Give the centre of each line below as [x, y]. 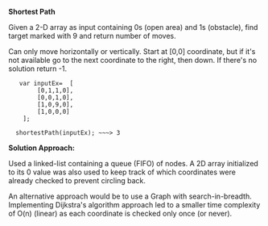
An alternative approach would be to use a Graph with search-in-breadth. [130, 196]
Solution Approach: [41, 148]
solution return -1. [37, 69]
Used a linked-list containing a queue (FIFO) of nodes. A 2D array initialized [134, 163]
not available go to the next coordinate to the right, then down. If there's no [133, 60]
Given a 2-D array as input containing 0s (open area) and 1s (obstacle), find [133, 27]
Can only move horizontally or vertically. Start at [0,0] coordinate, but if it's [132, 51]
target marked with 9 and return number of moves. [92, 36]
